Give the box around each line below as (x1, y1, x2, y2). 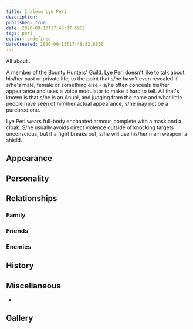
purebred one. (6, 106, 41, 113)
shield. (6, 136, 22, 143)
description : (6, 14, 38, 20)
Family (6, 211, 26, 219)
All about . (6, 57, 31, 65)
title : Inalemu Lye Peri (6, 8, 67, 15)
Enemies (6, 242, 32, 250)
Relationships (6, 193, 57, 203)
